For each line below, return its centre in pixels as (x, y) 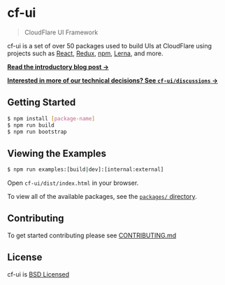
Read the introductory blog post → (58, 67)
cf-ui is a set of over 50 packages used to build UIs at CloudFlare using (109, 46)
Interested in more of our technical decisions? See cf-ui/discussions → (113, 80)
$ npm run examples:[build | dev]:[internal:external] (86, 169)
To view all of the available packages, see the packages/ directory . (102, 197)
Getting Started (42, 103)
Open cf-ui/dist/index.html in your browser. (73, 183)
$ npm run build (31, 125)
